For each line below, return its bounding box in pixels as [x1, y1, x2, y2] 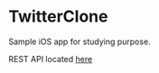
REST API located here [8, 53, 93, 64]
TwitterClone [8, 6, 108, 27]
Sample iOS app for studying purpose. [8, 36, 151, 47]
